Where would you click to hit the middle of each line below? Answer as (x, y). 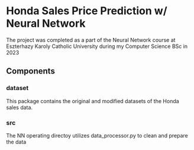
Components (30, 71)
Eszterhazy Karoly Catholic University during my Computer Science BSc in (97, 46)
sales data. (20, 107)
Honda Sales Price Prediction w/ (87, 11)
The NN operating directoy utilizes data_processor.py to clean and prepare (97, 135)
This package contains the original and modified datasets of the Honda (93, 101)
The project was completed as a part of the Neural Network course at (91, 40)
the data (16, 142)
